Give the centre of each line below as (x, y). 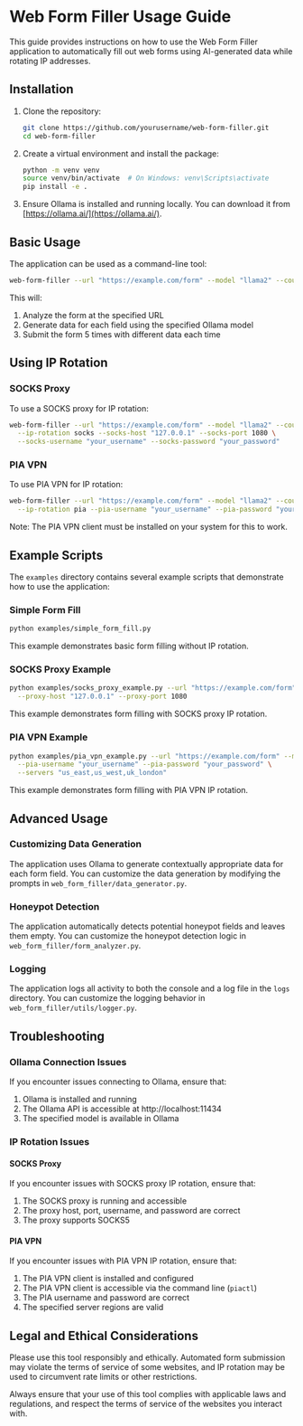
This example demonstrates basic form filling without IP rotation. (129, 646)
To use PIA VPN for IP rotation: (66, 485)
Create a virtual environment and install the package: (120, 153)
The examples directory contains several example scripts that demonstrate (147, 577)
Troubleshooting (57, 1036)
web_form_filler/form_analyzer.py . (75, 946)
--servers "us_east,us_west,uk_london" (92, 773)
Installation (41, 89)
